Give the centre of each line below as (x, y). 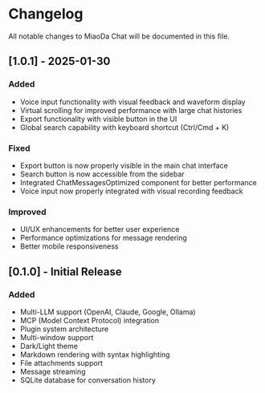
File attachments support (61, 363)
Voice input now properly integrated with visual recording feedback (131, 191)
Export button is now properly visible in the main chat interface (124, 165)
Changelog (46, 14)
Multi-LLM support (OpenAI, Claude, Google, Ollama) (108, 312)
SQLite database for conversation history (88, 380)
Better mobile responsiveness (69, 246)
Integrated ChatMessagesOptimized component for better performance (138, 182)
